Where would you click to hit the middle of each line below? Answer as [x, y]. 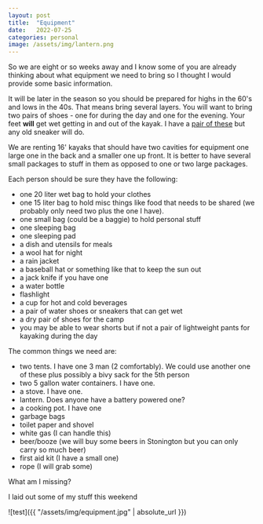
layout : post [29, 15]
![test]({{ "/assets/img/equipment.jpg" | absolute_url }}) [97, 512]
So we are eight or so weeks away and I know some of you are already [122, 67]
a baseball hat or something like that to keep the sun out [110, 269]
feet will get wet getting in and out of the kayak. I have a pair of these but [127, 124]
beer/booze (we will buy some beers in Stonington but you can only [129, 442]
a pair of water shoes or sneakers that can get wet [101, 311]
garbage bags [42, 417]
